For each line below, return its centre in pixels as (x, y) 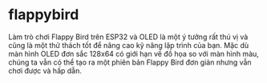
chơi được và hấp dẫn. (45, 70)
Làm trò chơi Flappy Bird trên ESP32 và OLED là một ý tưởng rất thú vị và (128, 37)
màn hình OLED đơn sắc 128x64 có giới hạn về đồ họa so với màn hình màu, (133, 53)
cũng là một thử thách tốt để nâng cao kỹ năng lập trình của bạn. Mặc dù (129, 45)
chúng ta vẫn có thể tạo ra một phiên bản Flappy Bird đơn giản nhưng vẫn (130, 62)
